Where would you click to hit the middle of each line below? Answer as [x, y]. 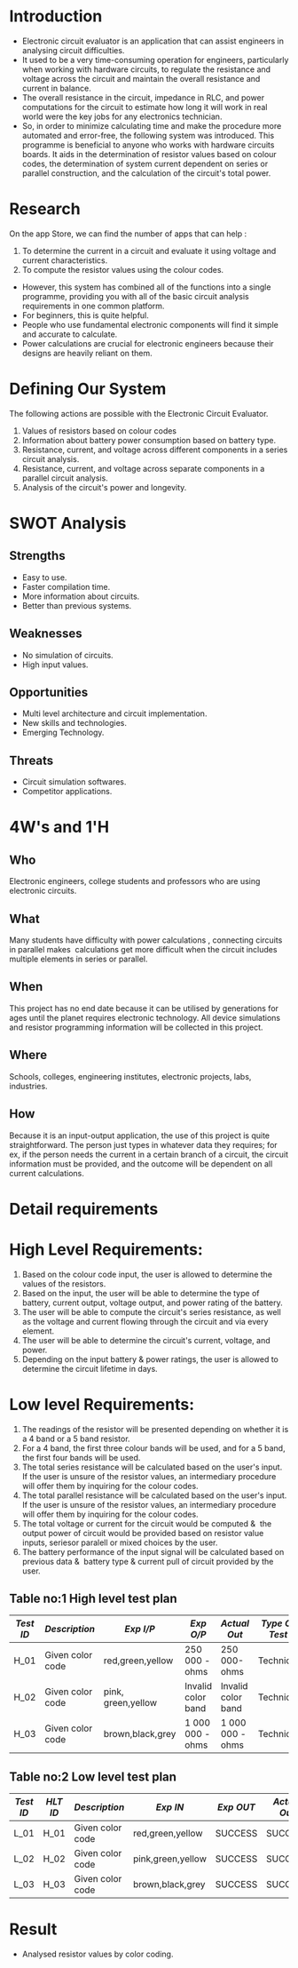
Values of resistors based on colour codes [99, 430]
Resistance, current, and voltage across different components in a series [155, 450]
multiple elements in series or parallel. [78, 959]
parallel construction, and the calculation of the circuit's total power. [146, 173]
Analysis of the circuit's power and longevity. [104, 487]
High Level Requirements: [106, 1249]
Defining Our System [88, 389]
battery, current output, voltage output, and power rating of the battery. [152, 1303]
